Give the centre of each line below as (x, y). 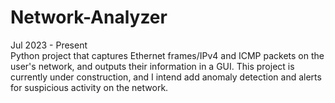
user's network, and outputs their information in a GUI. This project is (152, 66)
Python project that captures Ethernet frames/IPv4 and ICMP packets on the (167, 55)
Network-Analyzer (89, 17)
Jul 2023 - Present (49, 45)
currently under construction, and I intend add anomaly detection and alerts (166, 77)
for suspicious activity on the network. (89, 87)
